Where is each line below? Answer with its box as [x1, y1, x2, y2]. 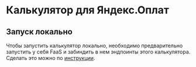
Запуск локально [6, 27, 73, 37]
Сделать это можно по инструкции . [6, 55, 95, 61]
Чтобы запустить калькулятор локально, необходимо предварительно [6, 42, 183, 49]
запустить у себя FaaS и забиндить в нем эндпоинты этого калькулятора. [6, 48, 191, 55]
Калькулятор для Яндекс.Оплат [6, 3, 170, 17]
